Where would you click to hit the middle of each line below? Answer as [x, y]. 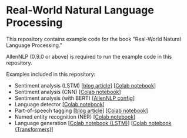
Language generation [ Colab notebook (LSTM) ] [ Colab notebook [93, 123]
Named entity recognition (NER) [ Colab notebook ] [75, 117]
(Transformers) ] [34, 129]
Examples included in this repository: [51, 74]
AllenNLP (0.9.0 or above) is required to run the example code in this [89, 56]
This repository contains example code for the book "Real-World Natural [93, 39]
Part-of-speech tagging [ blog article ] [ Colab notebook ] [81, 110]
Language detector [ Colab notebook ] [59, 104]
